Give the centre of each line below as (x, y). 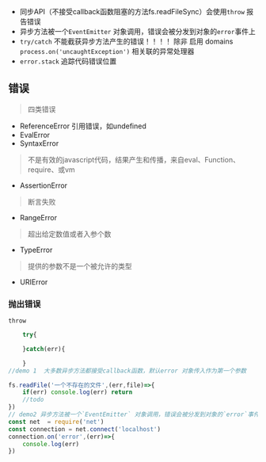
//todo (33, 400)
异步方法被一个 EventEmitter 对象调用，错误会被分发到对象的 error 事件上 (137, 31)
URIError (34, 282)
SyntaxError (39, 143)
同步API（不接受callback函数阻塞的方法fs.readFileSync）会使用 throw (132, 11)
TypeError (36, 250)
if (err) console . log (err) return (78, 392)
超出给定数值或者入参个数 (69, 234)
